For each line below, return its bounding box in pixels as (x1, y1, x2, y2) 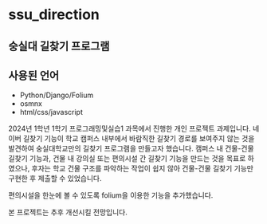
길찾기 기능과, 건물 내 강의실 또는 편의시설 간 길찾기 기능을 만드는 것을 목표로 (8, 154, 246, 163)
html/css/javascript (19, 108, 84, 117)
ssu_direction (8, 6, 100, 24)
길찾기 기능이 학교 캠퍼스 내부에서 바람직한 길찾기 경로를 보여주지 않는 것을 (22, 134, 255, 143)
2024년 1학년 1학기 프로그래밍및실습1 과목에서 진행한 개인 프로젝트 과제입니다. (8, 124, 251, 133)
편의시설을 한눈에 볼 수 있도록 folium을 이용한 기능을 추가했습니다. (8, 191, 214, 200)
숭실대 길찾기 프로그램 (8, 39, 110, 53)
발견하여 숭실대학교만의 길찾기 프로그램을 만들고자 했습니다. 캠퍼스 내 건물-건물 (8, 143, 254, 153)
